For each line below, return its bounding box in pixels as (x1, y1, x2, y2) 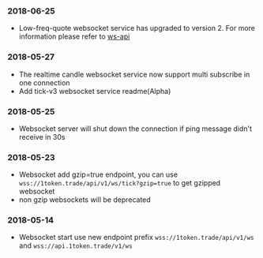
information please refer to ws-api (18, 32, 130, 41)
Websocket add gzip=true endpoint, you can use (18, 170, 178, 179)
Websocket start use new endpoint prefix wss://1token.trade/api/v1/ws (18, 233, 254, 242)
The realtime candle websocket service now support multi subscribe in (18, 69, 250, 79)
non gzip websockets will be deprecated (18, 195, 151, 204)
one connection (18, 77, 70, 88)
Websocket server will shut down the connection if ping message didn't (18, 124, 253, 133)
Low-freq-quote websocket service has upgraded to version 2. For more (18, 24, 256, 33)
